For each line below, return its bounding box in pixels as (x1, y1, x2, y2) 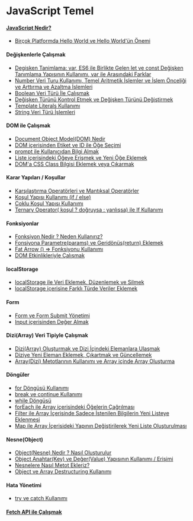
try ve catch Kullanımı (14, 495, 68, 502)
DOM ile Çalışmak (6, 122, 51, 129)
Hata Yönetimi (6, 481, 42, 488)
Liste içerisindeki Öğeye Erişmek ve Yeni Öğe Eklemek (14, 154, 147, 161)
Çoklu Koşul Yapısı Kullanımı (14, 200, 84, 207)
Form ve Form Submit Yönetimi (14, 312, 90, 319)
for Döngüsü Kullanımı (14, 384, 69, 391)
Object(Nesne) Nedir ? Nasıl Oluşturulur (14, 449, 112, 456)
